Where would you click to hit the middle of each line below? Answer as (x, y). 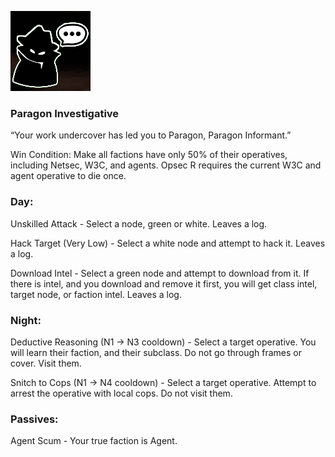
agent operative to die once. (68, 176)
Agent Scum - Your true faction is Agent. (94, 441)
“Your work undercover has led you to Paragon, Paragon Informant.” (151, 135)
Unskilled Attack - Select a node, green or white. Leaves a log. (139, 223)
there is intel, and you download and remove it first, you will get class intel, (164, 283)
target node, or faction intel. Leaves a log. (96, 294)
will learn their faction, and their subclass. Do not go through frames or (156, 352)
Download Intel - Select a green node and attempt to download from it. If (160, 273)
